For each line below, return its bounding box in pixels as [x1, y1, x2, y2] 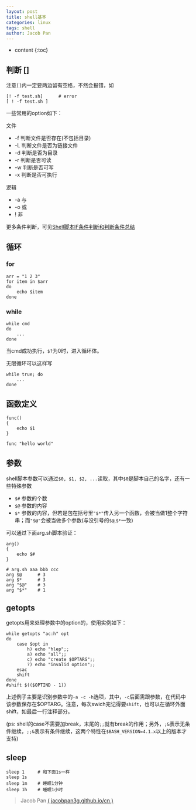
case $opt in [16, 641, 49, 647]
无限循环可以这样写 [6, 359, 53, 367]
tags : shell [6, 25, 35, 31]
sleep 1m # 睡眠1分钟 [6, 781, 63, 787]
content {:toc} [14, 46, 49, 53]
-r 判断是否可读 [14, 156, 51, 163]
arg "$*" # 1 [6, 587, 46, 593]
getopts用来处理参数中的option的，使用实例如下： [6, 619, 127, 626]
